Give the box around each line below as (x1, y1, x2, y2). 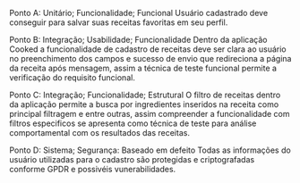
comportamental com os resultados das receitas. (9, 128, 191, 137)
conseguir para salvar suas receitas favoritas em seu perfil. (9, 17, 228, 28)
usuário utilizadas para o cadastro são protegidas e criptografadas (9, 154, 255, 164)
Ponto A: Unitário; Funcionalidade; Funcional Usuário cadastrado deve (9, 8, 269, 18)
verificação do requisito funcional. (9, 72, 136, 83)
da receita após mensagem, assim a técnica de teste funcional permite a (9, 62, 278, 73)
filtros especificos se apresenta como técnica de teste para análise (9, 118, 257, 129)
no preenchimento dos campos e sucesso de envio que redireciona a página (9, 54, 292, 63)
